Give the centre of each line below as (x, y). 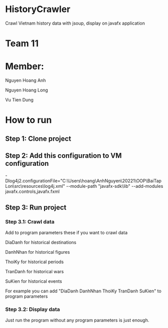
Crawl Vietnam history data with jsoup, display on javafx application (75, 23)
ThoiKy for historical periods (35, 262)
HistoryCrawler (38, 9)
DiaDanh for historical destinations (41, 243)
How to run (29, 120)
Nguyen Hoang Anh (26, 80)
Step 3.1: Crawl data (30, 222)
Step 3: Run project (36, 207)
